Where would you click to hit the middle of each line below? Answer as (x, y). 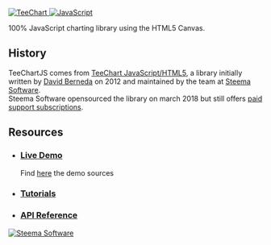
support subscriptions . (46, 107)
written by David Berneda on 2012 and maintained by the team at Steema (130, 81)
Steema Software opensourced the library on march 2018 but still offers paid (135, 98)
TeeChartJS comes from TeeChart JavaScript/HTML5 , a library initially (125, 73)
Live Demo (41, 156)
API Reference (49, 215)
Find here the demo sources (67, 172)
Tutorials (38, 193)
